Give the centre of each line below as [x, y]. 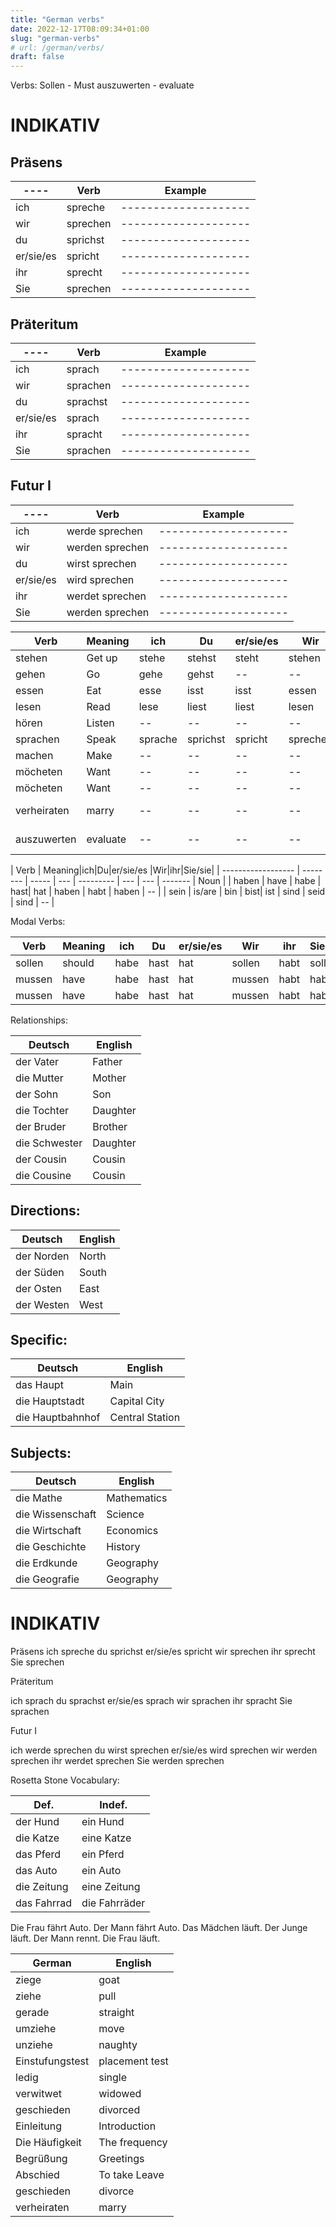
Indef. [113, 1805]
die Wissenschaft [56, 1514]
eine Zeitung [111, 1887]
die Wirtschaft [48, 1531]
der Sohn [37, 1094]
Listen [100, 723]
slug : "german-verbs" [55, 38]
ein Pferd [103, 1854]
